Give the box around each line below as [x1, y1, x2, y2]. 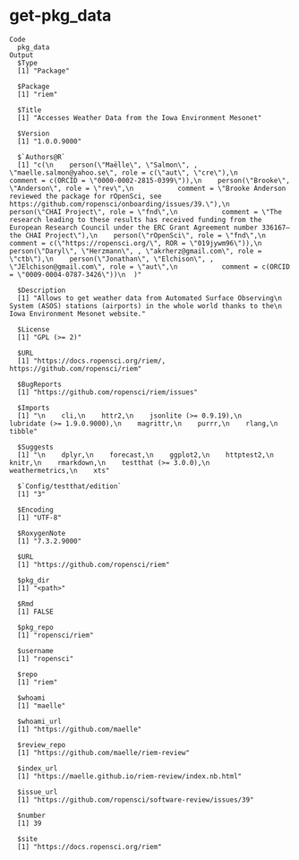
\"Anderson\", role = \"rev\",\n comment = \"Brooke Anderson [9, 184, 286, 193]
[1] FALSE [17, 606, 54, 616]
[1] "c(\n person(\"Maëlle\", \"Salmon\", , [17, 160, 199, 169]
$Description [17, 286, 66, 295]
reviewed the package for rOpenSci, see [9, 192, 163, 201]
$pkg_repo [17, 623, 54, 632]
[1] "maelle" [17, 701, 66, 710]
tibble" [9, 426, 38, 435]
